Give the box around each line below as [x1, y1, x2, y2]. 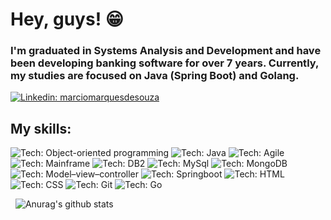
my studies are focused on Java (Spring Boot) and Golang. [10, 69, 300, 83]
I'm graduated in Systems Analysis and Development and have [10, 44, 322, 58]
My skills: [10, 120, 72, 137]
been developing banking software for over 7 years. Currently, [10, 56, 319, 70]
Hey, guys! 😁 [10, 8, 124, 31]
